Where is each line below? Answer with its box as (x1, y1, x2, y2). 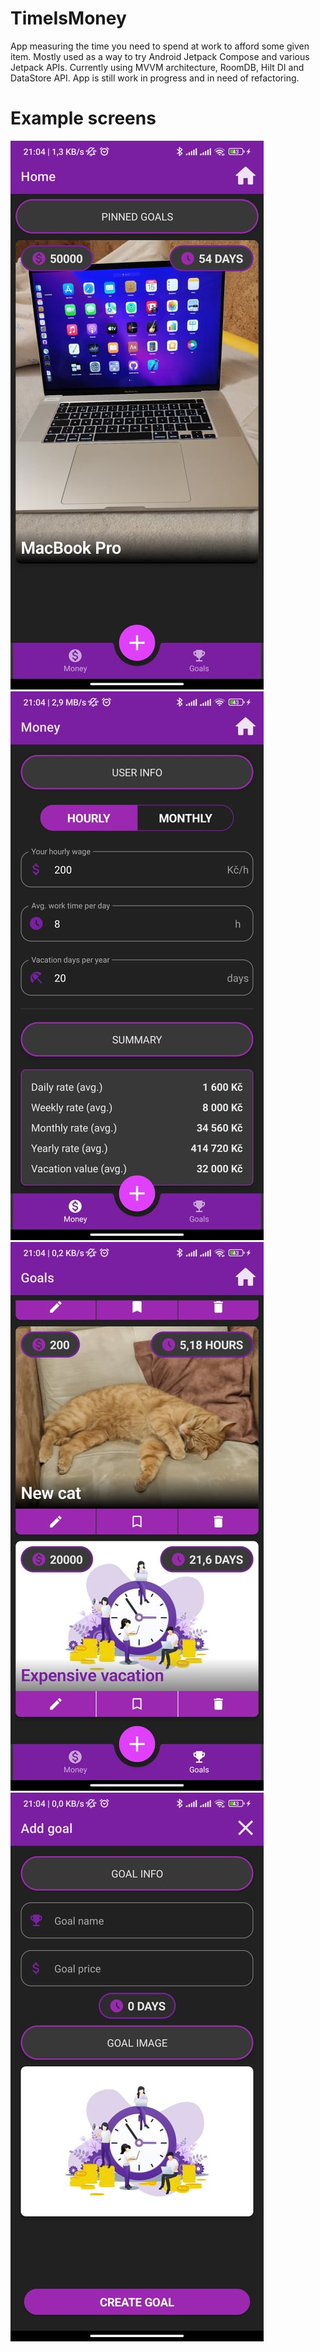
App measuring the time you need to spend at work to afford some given (10, 40, 310, 52)
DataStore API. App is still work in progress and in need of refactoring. (10, 72, 300, 84)
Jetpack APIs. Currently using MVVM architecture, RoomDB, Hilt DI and (10, 61, 305, 73)
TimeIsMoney (10, 7, 127, 30)
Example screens (10, 107, 157, 130)
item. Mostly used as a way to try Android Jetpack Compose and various (10, 50, 310, 62)
